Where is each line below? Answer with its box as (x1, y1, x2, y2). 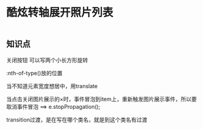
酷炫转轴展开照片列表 (6, 6, 114, 20)
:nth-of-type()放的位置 (6, 69, 63, 76)
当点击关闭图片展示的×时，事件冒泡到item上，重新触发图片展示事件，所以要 (6, 95, 197, 103)
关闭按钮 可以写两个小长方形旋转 (6, 56, 88, 64)
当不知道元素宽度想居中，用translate (6, 82, 98, 89)
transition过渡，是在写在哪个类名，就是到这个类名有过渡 (6, 116, 148, 123)
